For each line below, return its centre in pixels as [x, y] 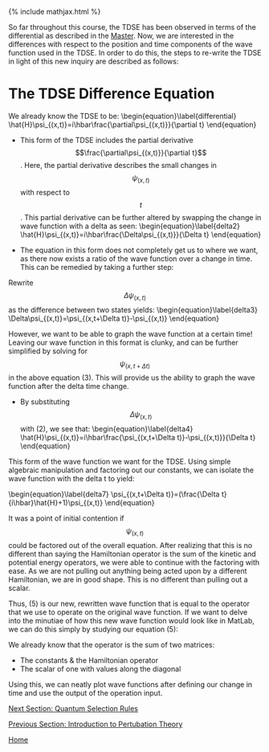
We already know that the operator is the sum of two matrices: [112, 644]
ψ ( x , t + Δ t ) [135, 364]
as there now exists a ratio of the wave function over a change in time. [136, 258]
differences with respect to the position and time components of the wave [130, 44]
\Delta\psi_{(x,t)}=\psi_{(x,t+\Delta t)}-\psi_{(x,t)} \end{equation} [114, 318]
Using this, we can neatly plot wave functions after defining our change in [130, 684]
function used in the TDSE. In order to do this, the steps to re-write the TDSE [135, 53]
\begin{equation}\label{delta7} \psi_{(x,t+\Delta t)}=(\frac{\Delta [114, 494]
